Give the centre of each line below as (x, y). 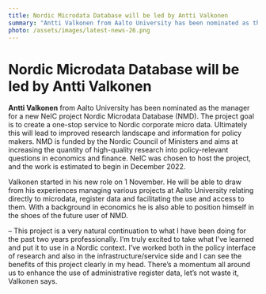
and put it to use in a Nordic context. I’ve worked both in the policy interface (132, 248)
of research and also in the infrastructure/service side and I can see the (125, 256)
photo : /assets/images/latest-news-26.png (79, 30)
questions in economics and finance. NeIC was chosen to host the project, (130, 158)
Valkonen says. (33, 281)
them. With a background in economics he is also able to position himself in (131, 207)
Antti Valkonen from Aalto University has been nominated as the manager (129, 108)
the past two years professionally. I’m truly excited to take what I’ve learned (131, 239)
